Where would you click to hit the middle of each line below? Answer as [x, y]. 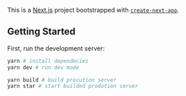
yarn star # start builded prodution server [73, 86]
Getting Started [41, 31]
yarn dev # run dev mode [43, 67]
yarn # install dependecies [48, 61]
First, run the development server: [56, 48]
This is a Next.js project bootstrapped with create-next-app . [93, 10]
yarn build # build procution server [62, 80]
